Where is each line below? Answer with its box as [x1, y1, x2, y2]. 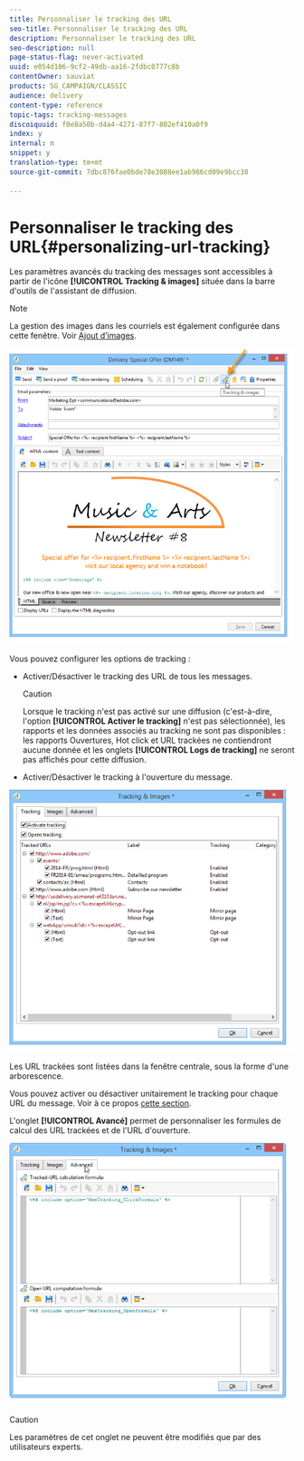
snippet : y [9, 149, 51, 158]
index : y [9, 130, 43, 139]
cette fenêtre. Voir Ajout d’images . [9, 331, 138, 341]
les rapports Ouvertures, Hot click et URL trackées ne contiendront [22, 735, 271, 745]
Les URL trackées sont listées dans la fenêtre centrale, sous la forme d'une [9, 1061, 290, 1072]
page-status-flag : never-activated [9, 53, 144, 62]
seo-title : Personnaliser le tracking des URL [9, 24, 188, 34]
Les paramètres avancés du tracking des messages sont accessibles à [9, 266, 273, 277]
